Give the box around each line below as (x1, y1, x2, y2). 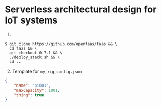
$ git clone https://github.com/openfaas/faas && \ (5, 41, 117, 47)
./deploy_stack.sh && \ (9, 55, 60, 60)
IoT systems (5, 14, 58, 26)
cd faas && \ (9, 46, 37, 51)
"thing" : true (14, 92, 44, 98)
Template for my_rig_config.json (12, 68, 82, 74)
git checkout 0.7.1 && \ (9, 50, 63, 55)
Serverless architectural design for (5, 4, 157, 15)
